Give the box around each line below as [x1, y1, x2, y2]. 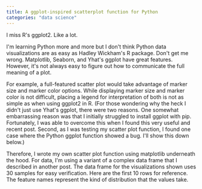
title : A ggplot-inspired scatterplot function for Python [6, 8, 158, 15]
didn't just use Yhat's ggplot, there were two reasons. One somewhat [6, 106, 179, 113]
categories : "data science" [6, 15, 77, 21]
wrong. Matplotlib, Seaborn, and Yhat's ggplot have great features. [6, 56, 173, 63]
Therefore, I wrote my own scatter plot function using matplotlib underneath [6, 150, 195, 157]
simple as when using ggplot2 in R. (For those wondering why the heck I [6, 99, 186, 107]
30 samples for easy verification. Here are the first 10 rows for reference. [6, 169, 188, 176]
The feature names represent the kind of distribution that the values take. [6, 176, 189, 183]
